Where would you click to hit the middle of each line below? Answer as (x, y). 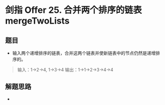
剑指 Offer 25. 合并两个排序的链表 (74, 10)
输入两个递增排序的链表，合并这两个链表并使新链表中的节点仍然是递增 (84, 53)
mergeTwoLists (37, 21)
